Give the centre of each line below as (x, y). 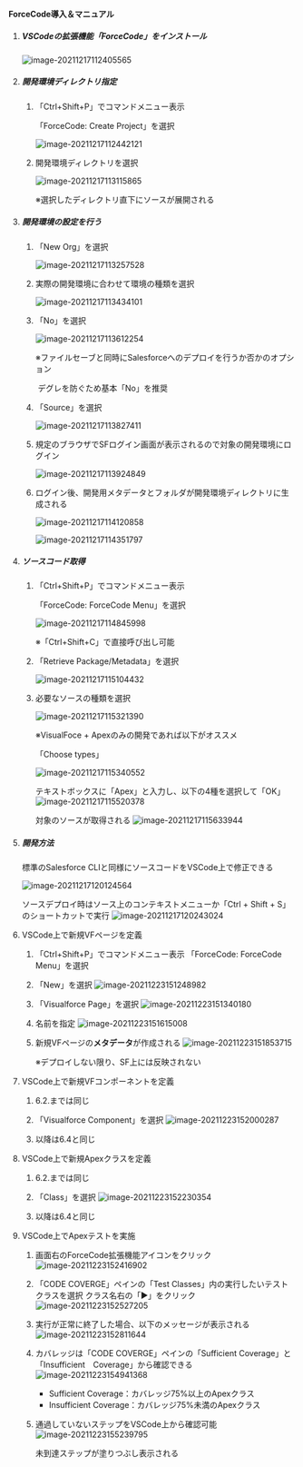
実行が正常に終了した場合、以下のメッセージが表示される (142, 1324)
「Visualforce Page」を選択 (87, 1005)
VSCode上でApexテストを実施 (78, 1236)
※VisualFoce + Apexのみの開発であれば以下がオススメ (136, 735)
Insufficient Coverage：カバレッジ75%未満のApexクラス (154, 1405)
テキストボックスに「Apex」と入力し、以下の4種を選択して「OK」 (160, 791)
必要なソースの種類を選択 (83, 699)
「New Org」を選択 (72, 246)
